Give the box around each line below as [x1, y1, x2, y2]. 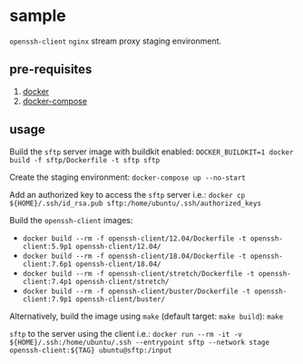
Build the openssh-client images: [9, 214, 133, 225]
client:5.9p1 [22, 241, 73, 251]
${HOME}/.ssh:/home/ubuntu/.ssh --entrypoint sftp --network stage [9, 338, 270, 347]
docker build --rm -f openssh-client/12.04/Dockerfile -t [22, 233, 247, 243]
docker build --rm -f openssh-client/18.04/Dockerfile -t [22, 251, 247, 261]
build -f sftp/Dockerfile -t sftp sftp [9, 155, 161, 164]
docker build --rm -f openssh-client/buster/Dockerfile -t [22, 287, 251, 296]
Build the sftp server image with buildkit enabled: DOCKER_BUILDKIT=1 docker [9, 146, 294, 157]
